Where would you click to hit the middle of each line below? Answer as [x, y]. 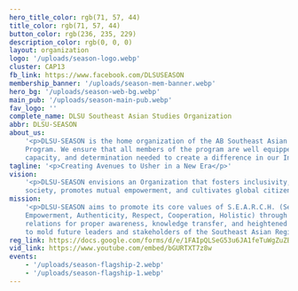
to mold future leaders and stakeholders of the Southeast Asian [149, 232]
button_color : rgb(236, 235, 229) [73, 34]
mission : [25, 199]
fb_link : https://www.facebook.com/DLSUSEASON [97, 75]
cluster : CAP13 [37, 67]
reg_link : [27, 240]
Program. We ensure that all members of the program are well [142, 149]
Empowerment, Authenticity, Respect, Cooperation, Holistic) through [157, 215]
